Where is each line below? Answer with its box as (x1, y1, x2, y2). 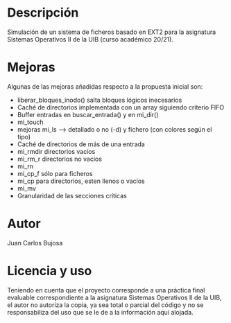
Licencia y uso (7, 263, 92, 279)
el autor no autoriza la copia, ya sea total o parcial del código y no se (7, 300, 204, 309)
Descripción (7, 5, 79, 21)
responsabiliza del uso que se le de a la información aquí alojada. (7, 308, 194, 316)
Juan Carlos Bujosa (7, 238, 63, 247)
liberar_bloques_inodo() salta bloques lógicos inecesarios (17, 96, 182, 104)
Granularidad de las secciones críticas (17, 191, 127, 200)
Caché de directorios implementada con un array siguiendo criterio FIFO (17, 103, 224, 112)
